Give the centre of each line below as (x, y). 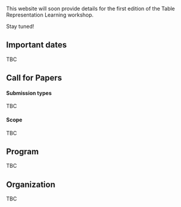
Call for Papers (34, 78)
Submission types (29, 93)
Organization (31, 184)
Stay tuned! (20, 26)
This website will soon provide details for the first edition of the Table (90, 9)
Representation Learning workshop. (50, 15)
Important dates (36, 45)
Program (23, 152)
